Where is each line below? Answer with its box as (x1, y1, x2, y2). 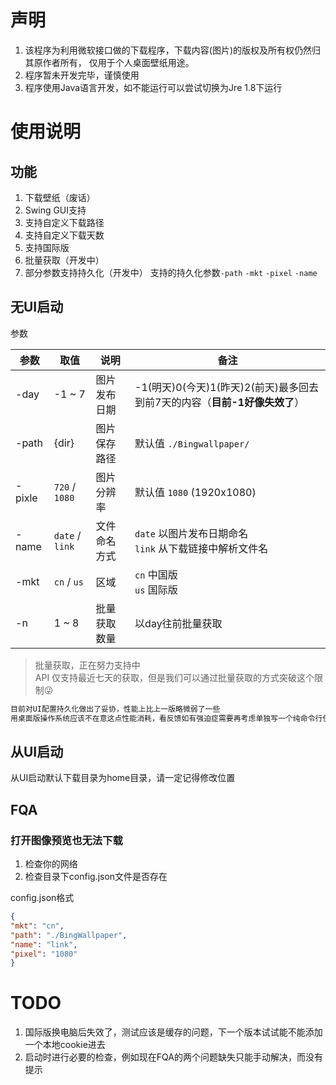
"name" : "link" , (10, 939, 78, 950)
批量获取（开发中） (24, 254, 105, 266)
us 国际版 (134, 582, 178, 596)
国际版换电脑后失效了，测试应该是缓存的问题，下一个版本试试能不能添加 (24, 1026, 323, 1038)
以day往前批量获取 (134, 616, 223, 630)
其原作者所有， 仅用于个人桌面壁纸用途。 (24, 56, 195, 68)
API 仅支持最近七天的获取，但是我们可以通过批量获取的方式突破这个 (34, 671, 315, 683)
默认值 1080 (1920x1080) (134, 485, 257, 499)
